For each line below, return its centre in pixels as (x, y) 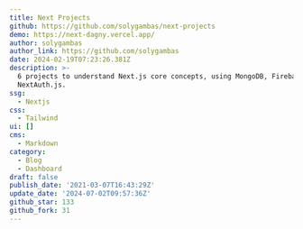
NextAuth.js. (42, 85)
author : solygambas (46, 43)
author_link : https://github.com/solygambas (94, 51)
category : (28, 151)
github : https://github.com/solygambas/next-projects (113, 26)
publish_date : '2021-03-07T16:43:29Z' (82, 186)
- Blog (30, 160)
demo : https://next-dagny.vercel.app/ (82, 34)
